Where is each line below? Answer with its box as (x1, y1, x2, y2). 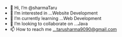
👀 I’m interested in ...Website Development (10, 10, 98, 16)
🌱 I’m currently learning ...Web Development (10, 15, 102, 21)
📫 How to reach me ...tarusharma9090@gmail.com (10, 26, 117, 32)
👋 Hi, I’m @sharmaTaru (10, 5, 58, 10)
